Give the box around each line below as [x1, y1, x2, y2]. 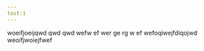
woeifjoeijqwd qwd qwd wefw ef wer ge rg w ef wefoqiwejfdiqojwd [7, 29, 198, 37]
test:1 [7, 10, 26, 17]
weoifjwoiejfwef [7, 35, 53, 44]
